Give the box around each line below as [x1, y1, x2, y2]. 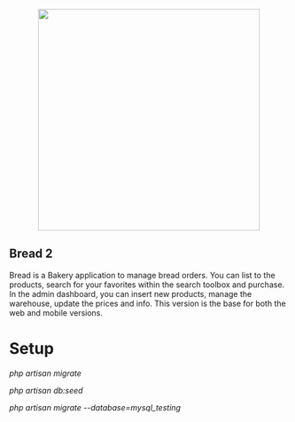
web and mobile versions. [9, 307, 104, 318]
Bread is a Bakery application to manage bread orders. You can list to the [9, 270, 276, 280]
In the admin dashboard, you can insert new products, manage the [9, 288, 252, 299]
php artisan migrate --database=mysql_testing [9, 402, 182, 412]
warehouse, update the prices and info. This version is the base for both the [9, 298, 286, 309]
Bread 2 [9, 246, 53, 262]
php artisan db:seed [9, 385, 83, 395]
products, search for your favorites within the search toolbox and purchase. [9, 279, 285, 290]
